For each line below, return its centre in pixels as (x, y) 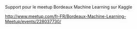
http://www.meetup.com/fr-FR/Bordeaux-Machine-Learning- (66, 16)
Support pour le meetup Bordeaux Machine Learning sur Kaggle (69, 7)
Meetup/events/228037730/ (33, 22)
